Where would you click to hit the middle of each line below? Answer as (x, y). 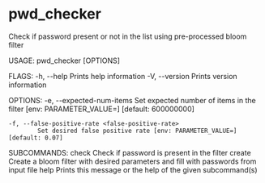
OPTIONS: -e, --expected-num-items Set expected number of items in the (132, 100)
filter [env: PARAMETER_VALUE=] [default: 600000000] (101, 109)
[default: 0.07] (36, 138)
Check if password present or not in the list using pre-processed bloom (128, 36)
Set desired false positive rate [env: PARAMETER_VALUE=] (137, 131)
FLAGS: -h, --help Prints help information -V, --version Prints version (123, 76)
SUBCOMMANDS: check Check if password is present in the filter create (130, 152)
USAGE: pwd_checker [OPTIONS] (64, 60)
